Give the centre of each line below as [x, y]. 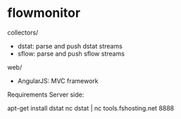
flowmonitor [44, 13]
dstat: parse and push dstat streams [70, 46]
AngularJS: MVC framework [58, 81]
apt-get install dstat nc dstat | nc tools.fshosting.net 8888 [91, 108]
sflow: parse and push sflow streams [71, 54]
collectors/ [23, 32]
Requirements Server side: [46, 94]
